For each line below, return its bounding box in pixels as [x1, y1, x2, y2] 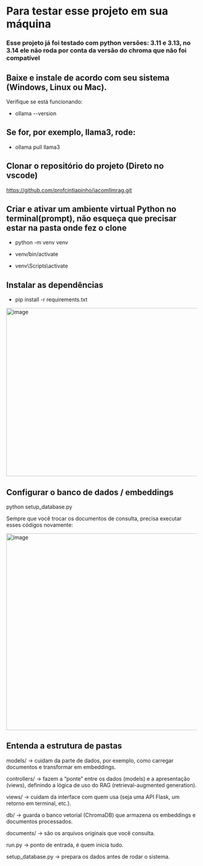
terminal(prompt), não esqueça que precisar [6, 213, 177, 223]
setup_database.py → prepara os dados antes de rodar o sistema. [6, 853, 170, 860]
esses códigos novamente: [6, 521, 74, 528]
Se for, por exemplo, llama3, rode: [6, 127, 136, 137]
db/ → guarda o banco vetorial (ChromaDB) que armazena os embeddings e [6, 811, 196, 818]
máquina [6, 17, 51, 31]
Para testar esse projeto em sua [6, 4, 169, 18]
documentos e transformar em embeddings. [6, 763, 116, 770]
